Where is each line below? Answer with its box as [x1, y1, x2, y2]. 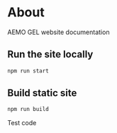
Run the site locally [7, 48, 94, 60]
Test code [7, 119, 37, 127]
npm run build [7, 106, 50, 113]
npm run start [7, 67, 50, 75]
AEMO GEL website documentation [7, 28, 110, 36]
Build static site [7, 87, 77, 100]
